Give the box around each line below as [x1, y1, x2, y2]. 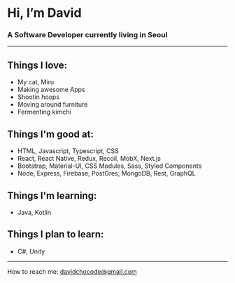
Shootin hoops [17, 93, 60, 101]
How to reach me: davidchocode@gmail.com [7, 267, 138, 275]
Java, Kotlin [17, 208, 51, 216]
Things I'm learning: [7, 190, 97, 202]
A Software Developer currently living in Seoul [7, 30, 168, 40]
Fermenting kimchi [17, 107, 71, 117]
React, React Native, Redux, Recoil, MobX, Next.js [17, 154, 161, 163]
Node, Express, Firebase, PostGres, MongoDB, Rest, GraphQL [17, 169, 196, 178]
